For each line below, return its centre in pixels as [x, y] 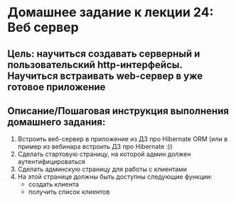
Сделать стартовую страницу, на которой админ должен [104, 154]
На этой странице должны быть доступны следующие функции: [115, 177]
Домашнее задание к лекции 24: [111, 12]
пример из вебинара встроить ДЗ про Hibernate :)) [95, 147]
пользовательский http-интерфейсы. [95, 65]
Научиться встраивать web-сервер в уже [105, 76]
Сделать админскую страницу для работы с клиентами [102, 169]
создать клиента [54, 185]
